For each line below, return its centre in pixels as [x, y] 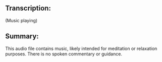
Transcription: [28, 8]
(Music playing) [21, 20]
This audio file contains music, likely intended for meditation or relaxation [81, 48]
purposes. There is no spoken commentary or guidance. [64, 54]
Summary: [22, 37]
